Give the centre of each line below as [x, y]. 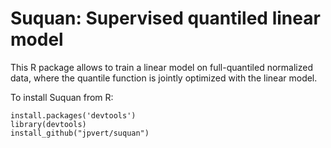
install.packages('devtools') [73, 115]
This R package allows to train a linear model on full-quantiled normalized [161, 67]
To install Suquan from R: [62, 97]
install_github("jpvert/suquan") [80, 133]
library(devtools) [48, 124]
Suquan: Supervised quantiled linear [165, 18]
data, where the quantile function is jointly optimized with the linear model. [164, 78]
